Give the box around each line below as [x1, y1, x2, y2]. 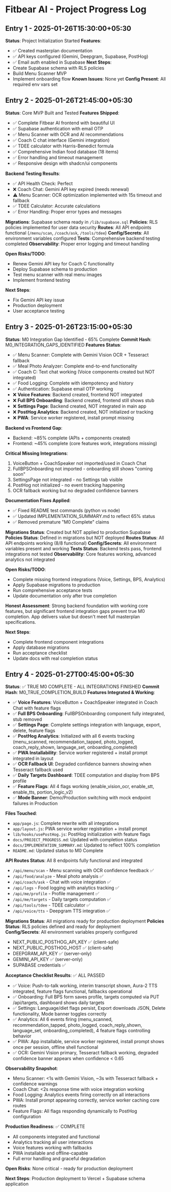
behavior [12, 1033, 32, 1039]
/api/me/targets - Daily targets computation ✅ [12, 896, 111, 902]
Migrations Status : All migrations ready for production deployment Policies [5, 918, 164, 925]
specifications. [5, 619, 37, 625]
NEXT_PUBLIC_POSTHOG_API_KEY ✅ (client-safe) [12, 939, 119, 945]
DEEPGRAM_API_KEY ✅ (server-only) [12, 951, 92, 957]
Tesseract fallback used [12, 766, 63, 773]
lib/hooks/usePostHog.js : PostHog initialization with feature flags [12, 831, 151, 837]
